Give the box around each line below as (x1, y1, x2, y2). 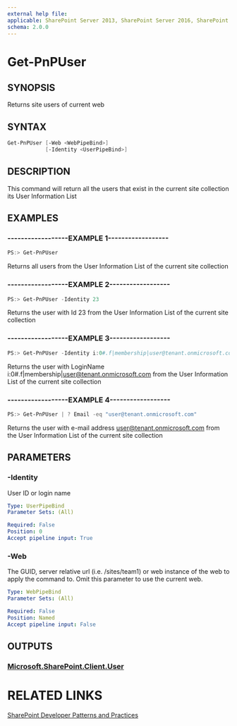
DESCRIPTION (7, 166, 71, 178)
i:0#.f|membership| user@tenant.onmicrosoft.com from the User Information (7, 369, 229, 378)
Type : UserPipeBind (7, 502, 65, 510)
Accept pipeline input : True (7, 535, 93, 542)
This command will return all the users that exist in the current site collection (7, 184, 229, 192)
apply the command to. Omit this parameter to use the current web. (7, 575, 203, 584)
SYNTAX (7, 121, 47, 133)
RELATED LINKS (7, 688, 103, 703)
